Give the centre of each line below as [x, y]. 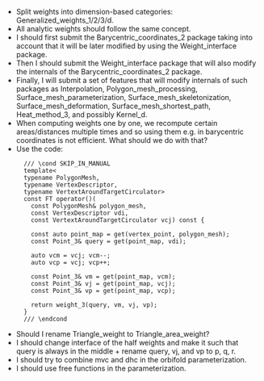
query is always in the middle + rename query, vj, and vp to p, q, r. [126, 351]
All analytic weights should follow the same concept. [103, 29]
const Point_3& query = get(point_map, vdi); [109, 241]
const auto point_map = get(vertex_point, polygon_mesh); [130, 234]
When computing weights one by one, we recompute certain [117, 123]
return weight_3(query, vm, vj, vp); [94, 305]
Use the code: [39, 149]
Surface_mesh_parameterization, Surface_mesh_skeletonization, [124, 97]
